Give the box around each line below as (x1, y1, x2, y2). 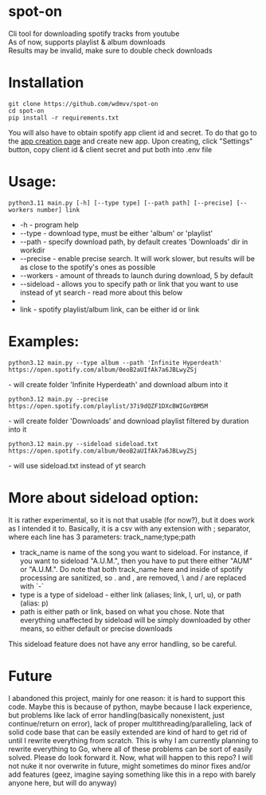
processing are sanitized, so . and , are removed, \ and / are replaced (19, 573, 247, 582)
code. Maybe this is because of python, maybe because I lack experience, (8, 702, 252, 711)
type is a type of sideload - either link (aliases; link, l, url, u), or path (19, 589, 241, 599)
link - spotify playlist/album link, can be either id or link (19, 304, 200, 314)
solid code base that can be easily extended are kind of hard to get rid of (8, 727, 248, 737)
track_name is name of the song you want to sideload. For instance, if (19, 547, 248, 557)
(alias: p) (19, 598, 49, 608)
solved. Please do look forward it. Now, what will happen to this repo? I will (8, 752, 253, 762)
